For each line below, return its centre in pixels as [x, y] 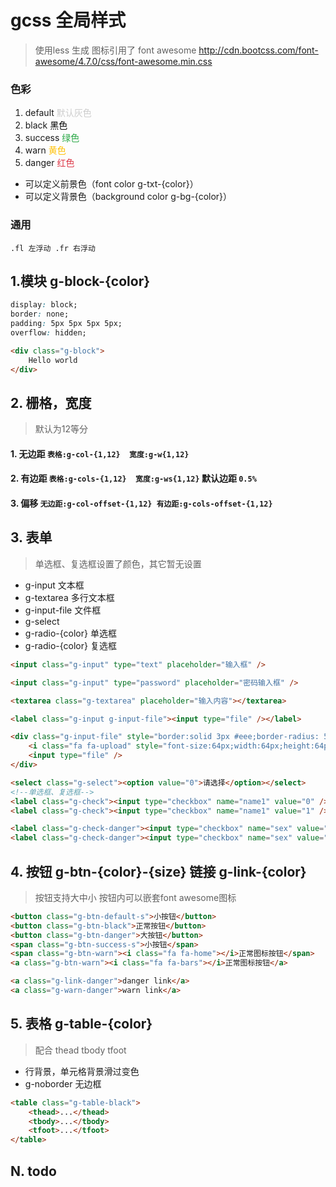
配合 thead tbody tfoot [80, 1050]
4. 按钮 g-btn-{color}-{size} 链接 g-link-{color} [158, 871]
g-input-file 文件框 [63, 610]
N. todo [33, 1171]
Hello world [53, 360]
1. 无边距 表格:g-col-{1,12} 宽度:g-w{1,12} [100, 453]
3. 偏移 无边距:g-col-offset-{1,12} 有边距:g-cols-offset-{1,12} [141, 503]
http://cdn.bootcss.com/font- [258, 50]
